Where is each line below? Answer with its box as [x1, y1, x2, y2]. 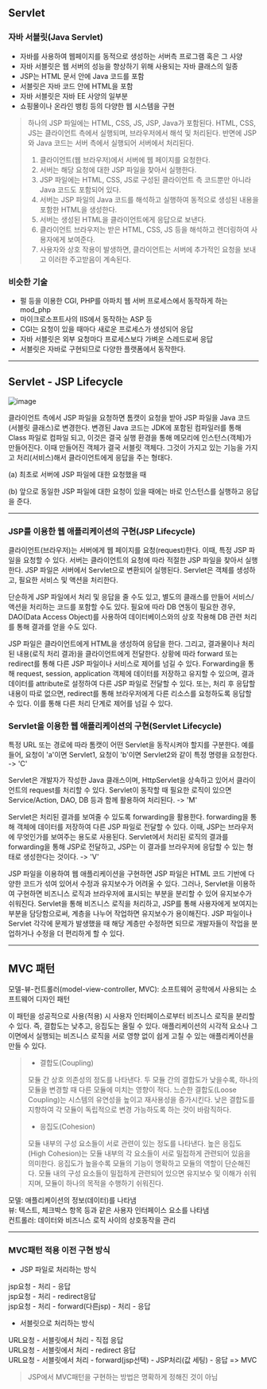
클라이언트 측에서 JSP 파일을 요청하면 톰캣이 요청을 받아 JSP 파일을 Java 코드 [8, 413, 251, 422]
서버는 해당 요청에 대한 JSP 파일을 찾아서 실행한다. [39, 165, 197, 174]
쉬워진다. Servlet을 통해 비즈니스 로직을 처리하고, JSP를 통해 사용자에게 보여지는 [8, 899, 258, 909]
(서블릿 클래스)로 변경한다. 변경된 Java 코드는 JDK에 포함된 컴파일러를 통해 [8, 422, 242, 432]
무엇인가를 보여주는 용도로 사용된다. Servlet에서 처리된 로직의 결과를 [16, 832, 229, 842]
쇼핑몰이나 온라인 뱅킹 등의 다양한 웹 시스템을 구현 [19, 101, 175, 111]
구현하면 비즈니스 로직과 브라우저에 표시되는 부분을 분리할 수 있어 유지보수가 [16, 889, 253, 898]
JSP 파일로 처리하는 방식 [19, 1264, 97, 1274]
